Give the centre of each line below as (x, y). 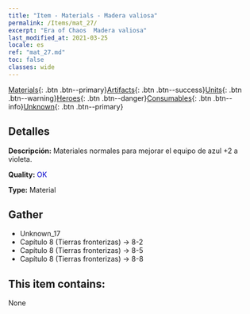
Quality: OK (28, 174)
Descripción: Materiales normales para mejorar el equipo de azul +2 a (123, 151)
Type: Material (32, 190)
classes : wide (32, 67)
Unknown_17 (40, 234)
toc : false (26, 60)
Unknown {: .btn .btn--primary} (73, 106)
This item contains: (57, 283)
